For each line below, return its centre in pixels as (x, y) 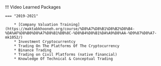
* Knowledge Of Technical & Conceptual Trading (63, 59)
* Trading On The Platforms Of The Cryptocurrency (67, 46)
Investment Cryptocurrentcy (47, 42)
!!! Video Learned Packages (33, 7)
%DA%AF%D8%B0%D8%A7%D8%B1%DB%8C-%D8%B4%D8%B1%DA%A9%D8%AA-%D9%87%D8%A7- (81, 33)
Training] (70, 24)
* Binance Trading (33, 50)
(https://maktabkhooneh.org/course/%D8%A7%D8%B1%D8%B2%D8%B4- (70, 29)
